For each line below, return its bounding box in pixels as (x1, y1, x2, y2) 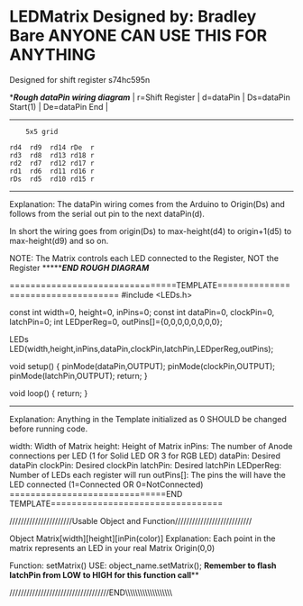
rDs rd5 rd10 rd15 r (9, 174, 95, 184)
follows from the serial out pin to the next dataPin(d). (9, 208, 206, 219)
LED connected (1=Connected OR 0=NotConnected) (9, 479, 204, 490)
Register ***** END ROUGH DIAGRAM (9, 262, 150, 273)
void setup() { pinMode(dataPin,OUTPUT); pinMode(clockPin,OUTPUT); (9, 360, 276, 371)
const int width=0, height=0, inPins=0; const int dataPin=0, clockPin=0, (9, 306, 275, 317)
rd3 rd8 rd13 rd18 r (9, 150, 95, 159)
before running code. (9, 423, 88, 434)
